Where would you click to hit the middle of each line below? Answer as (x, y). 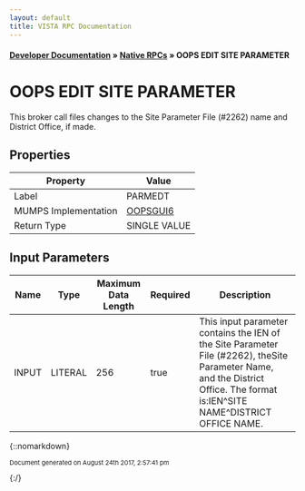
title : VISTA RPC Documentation (70, 26)
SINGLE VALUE (159, 225)
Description (245, 294)
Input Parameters (59, 258)
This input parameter (244, 321)
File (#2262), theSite (244, 355)
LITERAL (69, 372)
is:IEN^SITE (223, 400)
